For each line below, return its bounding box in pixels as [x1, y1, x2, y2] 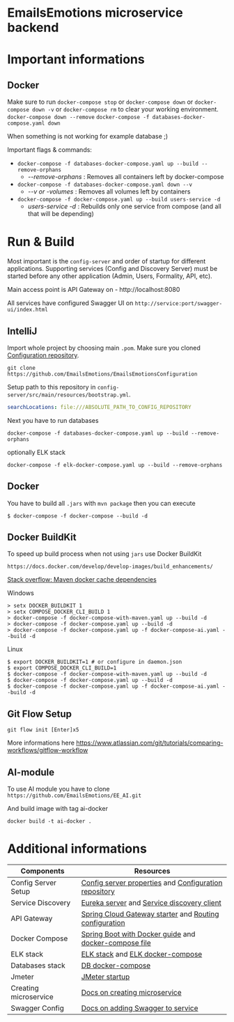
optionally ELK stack [7, 448, 66, 456]
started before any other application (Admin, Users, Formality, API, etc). [7, 272, 212, 280]
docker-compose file [81, 938, 151, 947]
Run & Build [7, 234, 75, 250]
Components [20, 866, 65, 876]
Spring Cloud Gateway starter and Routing [81, 909, 219, 919]
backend [7, 20, 59, 36]
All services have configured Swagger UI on [7, 299, 134, 307]
